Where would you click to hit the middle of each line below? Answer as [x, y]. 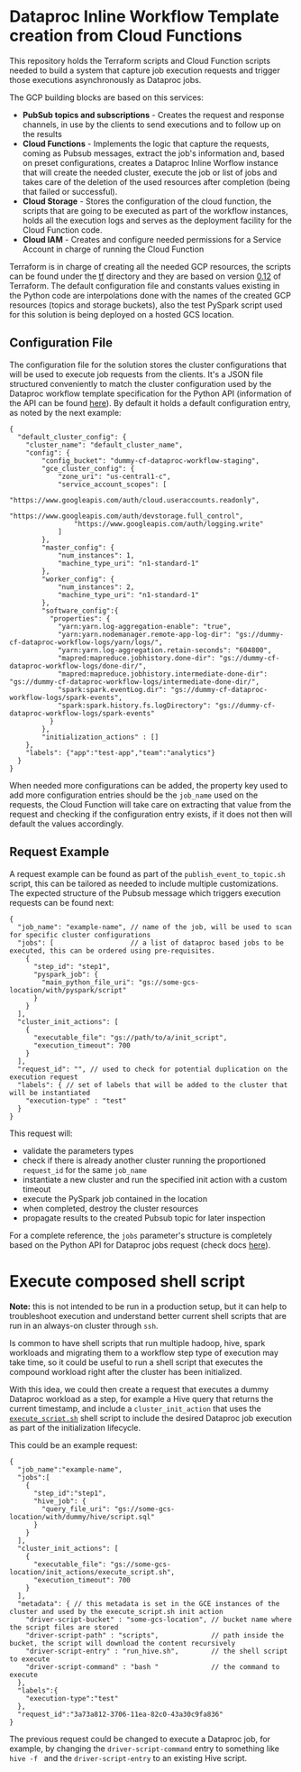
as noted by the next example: [65, 412]
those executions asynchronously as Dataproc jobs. [105, 79]
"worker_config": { [78, 579]
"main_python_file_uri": [88, 982]
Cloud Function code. [62, 230]
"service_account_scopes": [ [112, 485]
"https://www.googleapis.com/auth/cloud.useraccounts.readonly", [134, 500]
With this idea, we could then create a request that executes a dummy [139, 1389]
